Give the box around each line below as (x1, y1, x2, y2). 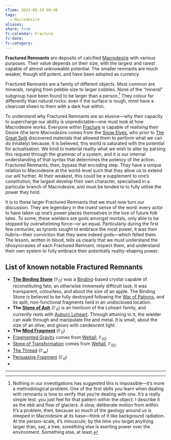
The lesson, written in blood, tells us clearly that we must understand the (5, 237, 158, 243)
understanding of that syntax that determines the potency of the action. (5, 157, 155, 163)
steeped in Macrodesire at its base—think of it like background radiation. (12, 412, 165, 419)
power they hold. (5, 189, 41, 195)
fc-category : (5, 41, 33, 46)
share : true (5, 27, 31, 32)
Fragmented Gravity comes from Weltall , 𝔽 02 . (12, 334, 108, 341)
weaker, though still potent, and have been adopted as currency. (5, 71, 140, 77)
